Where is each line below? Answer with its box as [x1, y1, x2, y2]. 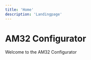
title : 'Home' [5, 7, 34, 12]
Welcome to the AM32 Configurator [5, 49, 77, 55]
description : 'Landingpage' [5, 12, 63, 17]
